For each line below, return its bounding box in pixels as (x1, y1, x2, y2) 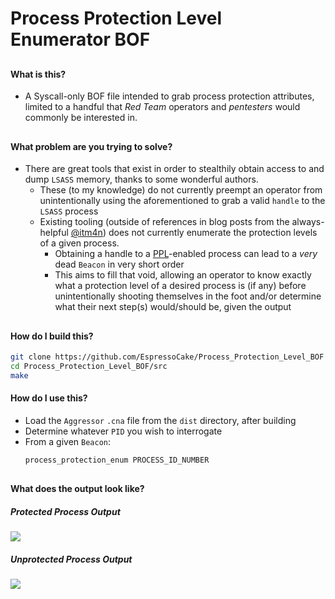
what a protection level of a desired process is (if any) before (54, 280, 307, 292)
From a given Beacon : (24, 436, 112, 448)
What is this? (10, 68, 67, 80)
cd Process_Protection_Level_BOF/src (10, 362, 168, 372)
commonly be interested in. (24, 112, 138, 124)
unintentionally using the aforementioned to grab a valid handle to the (39, 195, 326, 207)
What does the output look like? (10, 483, 145, 495)
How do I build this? (10, 330, 94, 342)
